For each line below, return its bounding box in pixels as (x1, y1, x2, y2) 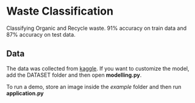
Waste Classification (6, 4, 114, 18)
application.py (6, 90, 44, 97)
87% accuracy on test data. (6, 30, 76, 38)
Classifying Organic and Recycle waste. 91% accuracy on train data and (6, 24, 187, 32)
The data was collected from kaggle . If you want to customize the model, (6, 65, 190, 72)
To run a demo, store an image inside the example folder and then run (6, 83, 182, 90)
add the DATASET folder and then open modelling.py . (6, 71, 142, 79)
